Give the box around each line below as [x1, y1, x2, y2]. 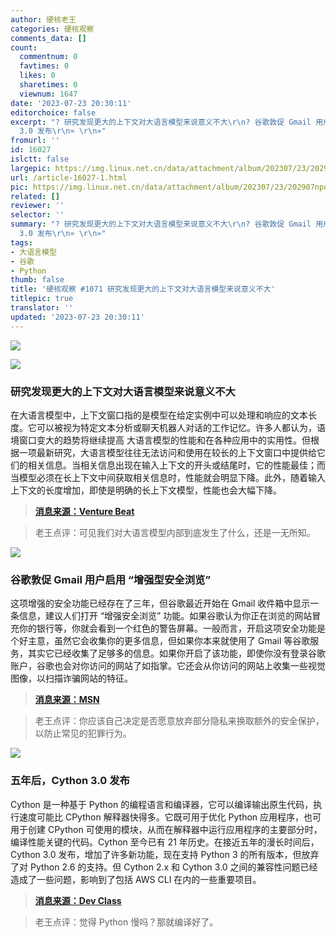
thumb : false [10, 275, 65, 285]
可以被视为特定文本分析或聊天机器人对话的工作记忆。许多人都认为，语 [36, 421, 326, 433]
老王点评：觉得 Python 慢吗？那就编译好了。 [34, 916, 219, 928]
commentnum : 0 [19, 52, 78, 62]
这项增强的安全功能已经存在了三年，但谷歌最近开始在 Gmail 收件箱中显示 [10, 597, 311, 610]
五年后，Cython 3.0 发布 [10, 774, 130, 788]
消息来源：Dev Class [34, 894, 122, 906]
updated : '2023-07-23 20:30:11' [10, 312, 145, 322]
